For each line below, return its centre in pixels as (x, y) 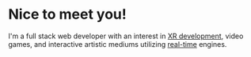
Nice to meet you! (67, 14)
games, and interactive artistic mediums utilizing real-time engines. (118, 44)
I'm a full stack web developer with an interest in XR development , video (126, 36)
